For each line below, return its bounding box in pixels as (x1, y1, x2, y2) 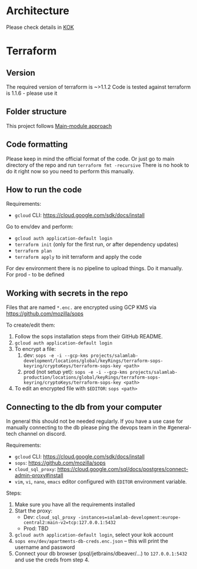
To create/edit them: (6, 321, 56, 328)
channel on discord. (18, 430, 66, 437)
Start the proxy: (14, 507, 53, 514)
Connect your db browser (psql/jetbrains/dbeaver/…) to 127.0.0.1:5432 (14, 550, 188, 557)
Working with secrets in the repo (6, 288, 128, 298)
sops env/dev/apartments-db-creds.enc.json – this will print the (14, 538, 169, 544)
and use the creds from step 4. (14, 556, 90, 563)
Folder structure (6, 107, 67, 117)
